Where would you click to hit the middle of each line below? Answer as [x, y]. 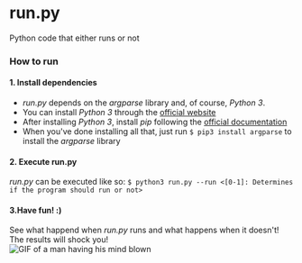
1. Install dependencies [53, 83]
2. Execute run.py [43, 161]
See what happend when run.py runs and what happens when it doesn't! [144, 230]
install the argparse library [71, 141]
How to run [34, 61]
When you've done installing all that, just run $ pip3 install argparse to [157, 131]
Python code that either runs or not [74, 38]
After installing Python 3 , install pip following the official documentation [155, 122]
